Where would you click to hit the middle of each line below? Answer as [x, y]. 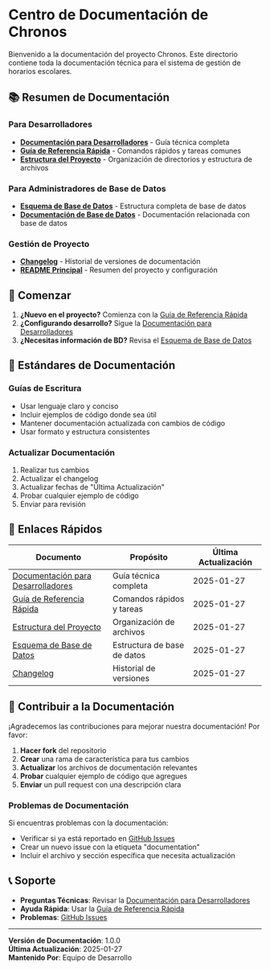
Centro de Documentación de [108, 15]
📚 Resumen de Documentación [89, 98]
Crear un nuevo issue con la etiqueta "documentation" [110, 847]
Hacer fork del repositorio [63, 750]
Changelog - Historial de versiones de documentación [110, 261]
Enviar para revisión [53, 504]
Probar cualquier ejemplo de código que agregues [103, 776]
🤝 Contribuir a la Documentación [92, 707]
